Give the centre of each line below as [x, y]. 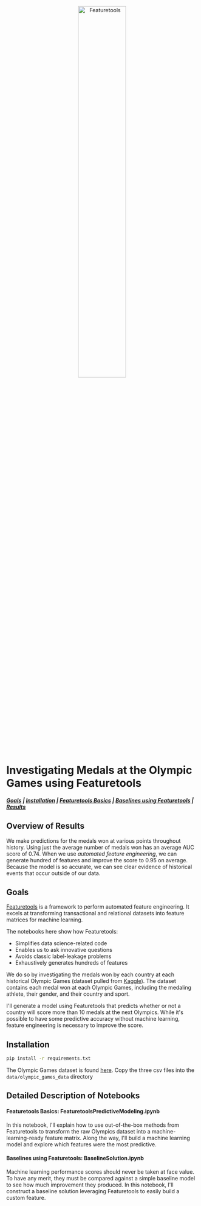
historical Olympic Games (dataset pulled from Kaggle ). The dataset [91, 981]
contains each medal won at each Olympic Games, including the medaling [99, 988]
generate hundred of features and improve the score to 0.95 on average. [97, 860]
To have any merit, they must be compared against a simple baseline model [101, 1178]
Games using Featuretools [74, 783]
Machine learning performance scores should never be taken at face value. [100, 1172]
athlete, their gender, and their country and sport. [68, 994]
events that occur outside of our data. [53, 873]
